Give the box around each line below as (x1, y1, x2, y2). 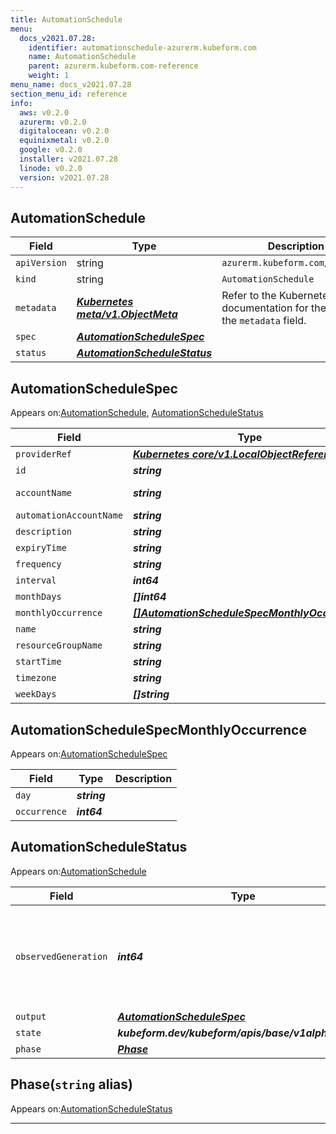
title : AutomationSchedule (10, 14, 123, 25)
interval (15, 575, 57, 586)
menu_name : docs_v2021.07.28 (10, 80, 132, 90)
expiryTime (15, 542, 67, 554)
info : (10, 98, 33, 108)
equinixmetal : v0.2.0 (19, 136, 110, 146)
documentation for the (221, 301, 327, 315)
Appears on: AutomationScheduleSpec (10, 747, 168, 760)
